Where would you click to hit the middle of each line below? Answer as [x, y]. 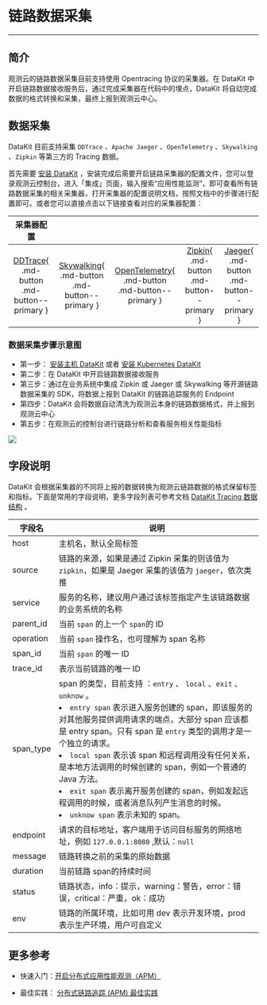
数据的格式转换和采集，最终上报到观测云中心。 [85, 98]
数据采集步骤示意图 [45, 345]
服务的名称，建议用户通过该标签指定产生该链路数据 [154, 597]
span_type [32, 748]
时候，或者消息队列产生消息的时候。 [158, 802]
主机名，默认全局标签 [99, 543]
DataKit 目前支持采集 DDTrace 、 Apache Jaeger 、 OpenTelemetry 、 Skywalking [133, 146]
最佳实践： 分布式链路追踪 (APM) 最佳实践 [89, 993]
